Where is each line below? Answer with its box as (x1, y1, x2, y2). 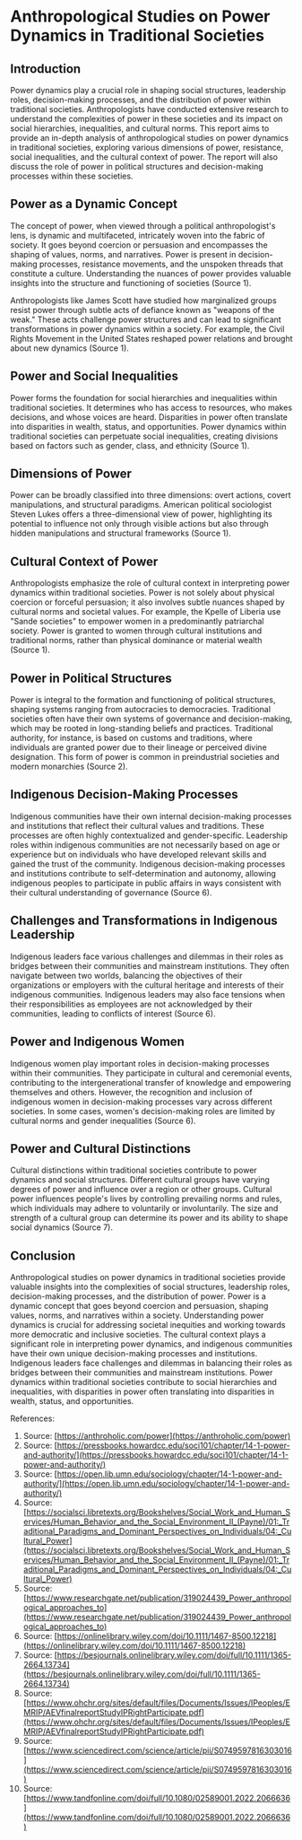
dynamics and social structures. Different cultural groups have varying (10, 1174, 270, 1185)
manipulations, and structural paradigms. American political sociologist (10, 500, 272, 510)
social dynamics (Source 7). (10, 1222, 113, 1233)
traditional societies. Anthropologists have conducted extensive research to (10, 104, 289, 114)
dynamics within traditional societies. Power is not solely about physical (10, 588, 275, 598)
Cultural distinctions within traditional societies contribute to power (10, 1164, 258, 1176)
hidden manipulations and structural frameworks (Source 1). (10, 528, 231, 539)
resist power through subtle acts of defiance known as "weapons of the (10, 304, 275, 315)
